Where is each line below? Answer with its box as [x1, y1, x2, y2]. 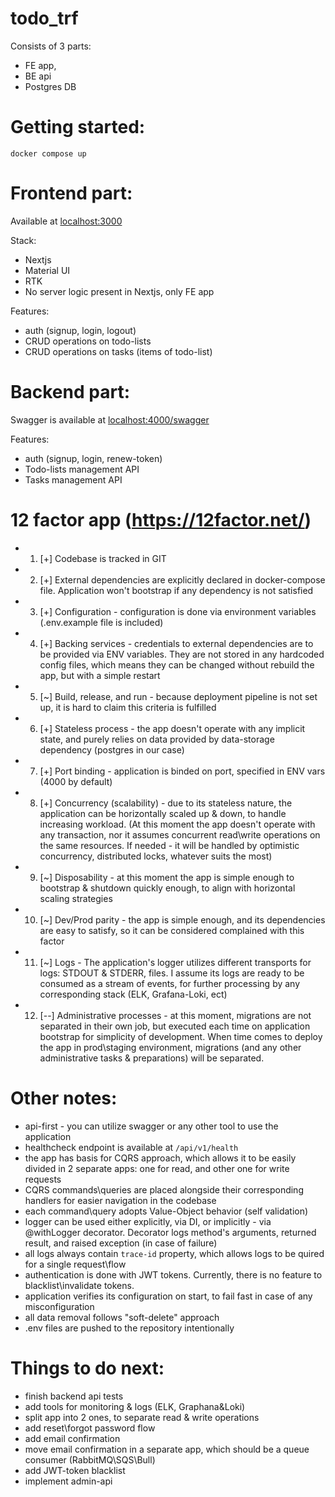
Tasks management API [24, 473, 123, 486]
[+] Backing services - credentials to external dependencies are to [39, 637, 314, 649]
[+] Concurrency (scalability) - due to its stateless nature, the [39, 797, 293, 809]
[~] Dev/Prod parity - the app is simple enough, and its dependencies [39, 913, 326, 926]
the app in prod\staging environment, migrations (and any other [39, 1041, 302, 1053]
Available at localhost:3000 [10, 215, 123, 227]
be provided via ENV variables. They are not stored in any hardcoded [39, 648, 325, 660]
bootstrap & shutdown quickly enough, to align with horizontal [39, 882, 296, 894]
